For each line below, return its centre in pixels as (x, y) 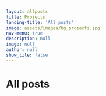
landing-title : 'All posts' (40, 22)
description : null (28, 39)
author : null (22, 50)
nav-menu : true (24, 33)
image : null (20, 44)
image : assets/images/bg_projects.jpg (53, 28)
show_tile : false (27, 55)
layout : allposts (27, 11)
